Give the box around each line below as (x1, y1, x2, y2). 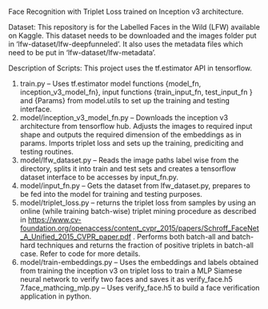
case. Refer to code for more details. (19, 249, 141, 259)
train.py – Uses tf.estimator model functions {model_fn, (19, 79, 202, 88)
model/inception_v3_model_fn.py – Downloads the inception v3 (19, 113, 229, 122)
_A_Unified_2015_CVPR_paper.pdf (19, 232, 132, 241)
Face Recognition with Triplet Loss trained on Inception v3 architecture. (8, 7, 244, 16)
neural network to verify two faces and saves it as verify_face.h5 (19, 275, 234, 283)
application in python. (19, 291, 92, 301)
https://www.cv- (27, 215, 82, 224)
